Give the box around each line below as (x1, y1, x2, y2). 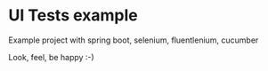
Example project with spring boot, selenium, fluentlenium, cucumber (8, 35, 259, 45)
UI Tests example (8, 5, 139, 26)
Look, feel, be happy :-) (8, 51, 94, 62)
